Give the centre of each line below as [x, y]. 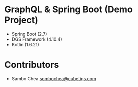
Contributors [32, 65]
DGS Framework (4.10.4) [37, 39]
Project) [21, 20]
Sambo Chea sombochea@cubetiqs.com [54, 78]
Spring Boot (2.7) [29, 34]
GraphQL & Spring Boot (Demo [69, 9]
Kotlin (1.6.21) [25, 44]
